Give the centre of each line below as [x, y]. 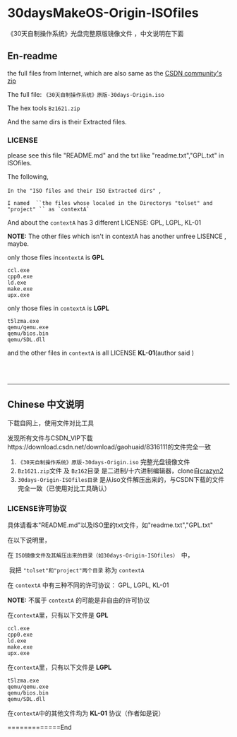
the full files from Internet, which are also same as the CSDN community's [115, 73]
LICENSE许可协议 [37, 508]
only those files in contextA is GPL [56, 258]
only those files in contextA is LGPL [58, 308]
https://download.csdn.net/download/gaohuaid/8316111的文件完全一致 [109, 447]
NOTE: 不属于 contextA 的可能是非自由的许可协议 [79, 600]
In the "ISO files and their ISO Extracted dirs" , [84, 190]
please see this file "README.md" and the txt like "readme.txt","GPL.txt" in [116, 155]
